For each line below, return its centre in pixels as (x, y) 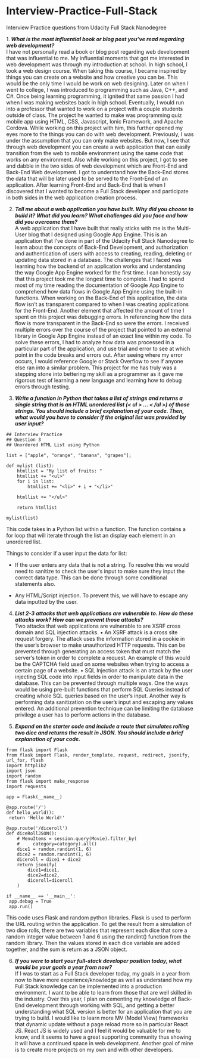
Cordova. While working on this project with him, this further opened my (95, 128)
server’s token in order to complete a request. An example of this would (102, 657)
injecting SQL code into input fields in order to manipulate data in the (99, 677)
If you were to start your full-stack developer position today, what (98, 961)
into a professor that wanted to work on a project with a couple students (95, 109)
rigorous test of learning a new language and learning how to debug (98, 380)
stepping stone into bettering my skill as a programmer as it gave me (99, 373)
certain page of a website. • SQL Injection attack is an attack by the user (104, 670)
